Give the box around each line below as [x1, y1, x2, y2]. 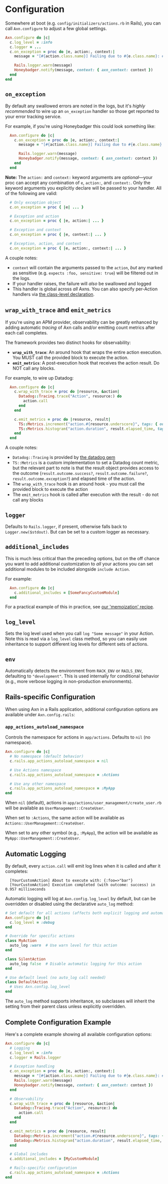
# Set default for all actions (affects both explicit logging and [5, 910, 149, 916]
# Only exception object [9, 200, 61, 205]
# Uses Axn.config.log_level [9, 984, 70, 989]
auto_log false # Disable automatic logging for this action [9, 961, 142, 966]
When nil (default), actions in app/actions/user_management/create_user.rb [5, 800, 162, 806]
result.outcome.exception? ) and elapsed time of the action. [12, 475, 135, 482]
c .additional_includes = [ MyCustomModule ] [9, 1156, 99, 1161]
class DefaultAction [5, 979, 48, 985]
